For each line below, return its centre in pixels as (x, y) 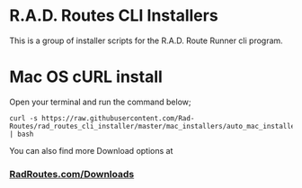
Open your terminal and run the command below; (100, 102)
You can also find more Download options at (91, 150)
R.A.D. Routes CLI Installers (114, 16)
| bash (22, 134)
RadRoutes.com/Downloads (72, 174)
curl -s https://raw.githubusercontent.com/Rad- (102, 118)
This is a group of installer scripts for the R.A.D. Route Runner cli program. (146, 40)
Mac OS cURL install (86, 77)
